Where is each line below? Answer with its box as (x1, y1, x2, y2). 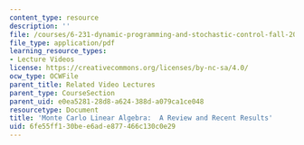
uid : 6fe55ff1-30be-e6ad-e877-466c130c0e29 (9, 122, 176, 131)
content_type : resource (9, 13, 100, 23)
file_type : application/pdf (9, 38, 116, 48)
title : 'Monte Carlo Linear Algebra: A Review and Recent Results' (9, 113, 273, 122)
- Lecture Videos (9, 55, 75, 64)
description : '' (9, 22, 71, 31)
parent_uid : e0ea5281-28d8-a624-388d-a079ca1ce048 (9, 96, 204, 106)
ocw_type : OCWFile (9, 72, 79, 81)
